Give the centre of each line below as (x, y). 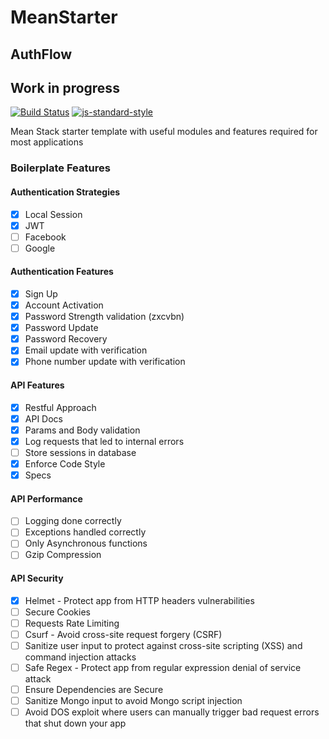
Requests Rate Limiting (72, 623)
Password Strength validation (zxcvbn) (104, 317)
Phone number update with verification (105, 362)
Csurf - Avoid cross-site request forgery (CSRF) (123, 634)
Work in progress (65, 87)
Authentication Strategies (65, 192)
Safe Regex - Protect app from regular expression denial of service (163, 668)
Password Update (61, 328)
